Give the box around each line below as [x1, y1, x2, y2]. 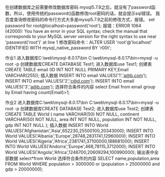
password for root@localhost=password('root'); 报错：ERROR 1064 [5, 23, 141, 29]
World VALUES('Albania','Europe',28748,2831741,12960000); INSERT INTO [5, 133, 156, 139]
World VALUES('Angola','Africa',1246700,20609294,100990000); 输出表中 [5, 149, 155, 155]
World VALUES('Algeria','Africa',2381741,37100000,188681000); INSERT [5, 138, 150, 144]
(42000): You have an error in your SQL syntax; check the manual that [5, 29, 148, 34]
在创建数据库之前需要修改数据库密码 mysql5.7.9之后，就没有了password [5, 4, 152, 10]
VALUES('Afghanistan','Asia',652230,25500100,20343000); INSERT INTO [5, 128, 154, 134]
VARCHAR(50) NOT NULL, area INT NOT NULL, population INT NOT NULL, [5, 117, 157, 122]
